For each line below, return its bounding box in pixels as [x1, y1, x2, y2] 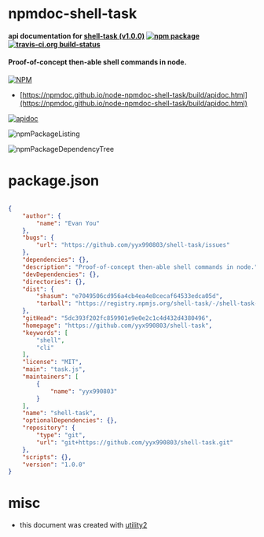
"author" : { [22, 211, 61, 220]
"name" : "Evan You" [36, 219, 101, 227]
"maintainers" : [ [22, 373, 79, 381]
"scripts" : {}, [22, 453, 72, 461]
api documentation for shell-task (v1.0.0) [8, 31, 145, 40]
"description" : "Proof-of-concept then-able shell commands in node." [22, 263, 258, 271]
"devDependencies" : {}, [22, 270, 101, 278]
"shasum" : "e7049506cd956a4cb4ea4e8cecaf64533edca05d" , [36, 292, 223, 300]
